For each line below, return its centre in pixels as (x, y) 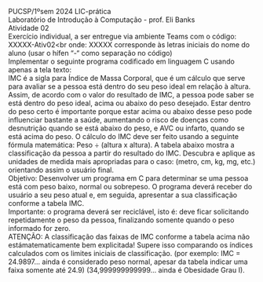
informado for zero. (39, 228)
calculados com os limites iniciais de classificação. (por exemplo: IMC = (124, 253)
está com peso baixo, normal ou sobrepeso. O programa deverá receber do (130, 187)
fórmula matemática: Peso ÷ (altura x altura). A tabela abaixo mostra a (121, 145)
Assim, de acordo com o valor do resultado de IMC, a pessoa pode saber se (131, 95)
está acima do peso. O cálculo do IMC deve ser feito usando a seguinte (124, 136)
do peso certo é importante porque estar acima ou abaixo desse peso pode (130, 112)
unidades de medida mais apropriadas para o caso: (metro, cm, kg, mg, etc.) (132, 161)
